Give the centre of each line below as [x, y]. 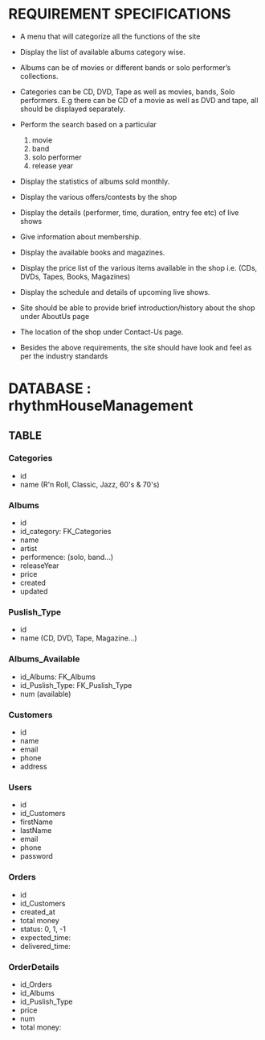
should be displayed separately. [73, 109]
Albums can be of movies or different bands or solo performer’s [125, 67]
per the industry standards [64, 356]
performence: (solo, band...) [67, 557]
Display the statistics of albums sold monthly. [95, 181]
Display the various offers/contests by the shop [98, 197]
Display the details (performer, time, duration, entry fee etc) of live [129, 212]
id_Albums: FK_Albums [58, 677]
